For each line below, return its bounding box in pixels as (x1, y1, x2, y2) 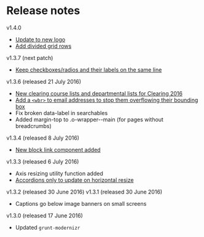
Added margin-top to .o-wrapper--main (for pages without (15, 116, 164, 123)
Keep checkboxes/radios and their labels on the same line (15, 66, 162, 73)
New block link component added (15, 146, 101, 153)
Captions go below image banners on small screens (15, 200, 147, 207)
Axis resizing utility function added (15, 170, 103, 177)
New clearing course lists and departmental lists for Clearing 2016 (15, 89, 183, 97)
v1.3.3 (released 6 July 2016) (6, 157, 79, 165)
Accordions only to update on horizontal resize (15, 176, 134, 184)
